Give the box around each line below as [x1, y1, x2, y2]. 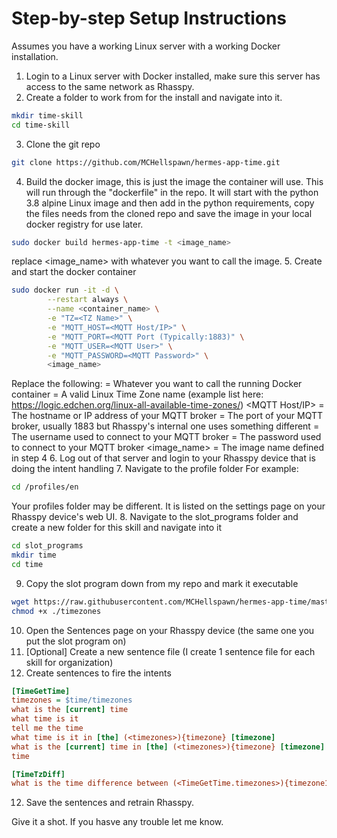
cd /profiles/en [11, 482, 79, 492]
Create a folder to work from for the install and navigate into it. [25, 91, 283, 103]
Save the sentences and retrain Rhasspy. [25, 797, 194, 809]
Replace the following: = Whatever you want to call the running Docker [11, 378, 303, 390]
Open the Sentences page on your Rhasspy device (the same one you [25, 624, 315, 636]
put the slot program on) [25, 635, 127, 647]
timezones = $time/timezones [11, 695, 133, 706]
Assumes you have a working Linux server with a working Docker [11, 40, 281, 52]
